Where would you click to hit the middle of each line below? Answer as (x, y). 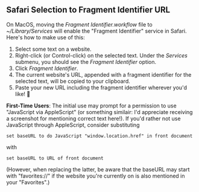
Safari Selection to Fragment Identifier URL (88, 10)
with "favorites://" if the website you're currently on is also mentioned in (96, 176)
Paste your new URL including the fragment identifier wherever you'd (101, 88)
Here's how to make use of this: (46, 37)
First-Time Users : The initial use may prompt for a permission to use (91, 106)
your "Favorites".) (28, 182)
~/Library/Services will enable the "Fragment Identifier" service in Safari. (96, 31)
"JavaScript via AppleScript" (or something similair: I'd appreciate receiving (99, 112)
